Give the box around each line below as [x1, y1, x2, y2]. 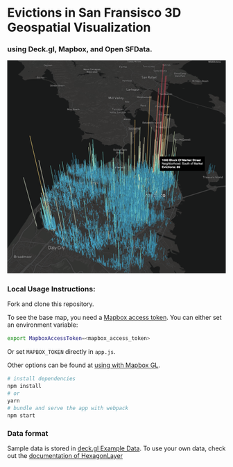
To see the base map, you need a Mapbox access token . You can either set [7, 314, 222, 322]
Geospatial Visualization [7, 19, 151, 35]
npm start [7, 411, 36, 419]
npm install [7, 383, 42, 390]
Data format [7, 428, 49, 438]
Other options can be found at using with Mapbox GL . [7, 361, 161, 369]
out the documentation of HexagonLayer [7, 451, 123, 459]
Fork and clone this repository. [7, 300, 95, 308]
